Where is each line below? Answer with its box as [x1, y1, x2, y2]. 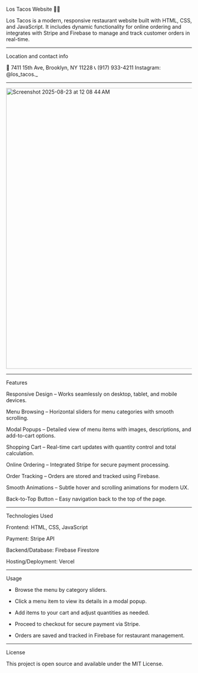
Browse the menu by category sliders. [14, 586, 107, 593]
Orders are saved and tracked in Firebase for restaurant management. [14, 632, 185, 639]
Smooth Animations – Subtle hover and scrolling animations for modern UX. [6, 484, 189, 491]
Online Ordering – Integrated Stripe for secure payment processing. [6, 461, 170, 468]
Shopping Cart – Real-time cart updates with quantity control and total [6, 443, 177, 450]
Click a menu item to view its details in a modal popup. [14, 598, 147, 605]
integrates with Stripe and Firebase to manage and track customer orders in [6, 29, 190, 37]
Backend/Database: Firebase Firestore [6, 546, 100, 553]
